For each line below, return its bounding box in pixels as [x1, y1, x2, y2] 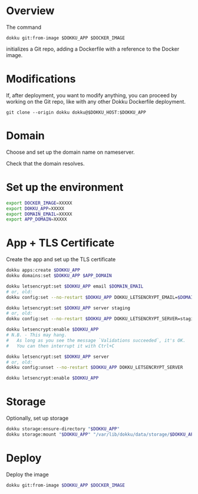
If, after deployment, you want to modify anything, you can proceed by [6, 91, 177, 98]
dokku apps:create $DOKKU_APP [6, 267, 81, 274]
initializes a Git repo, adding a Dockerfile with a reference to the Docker [6, 45, 180, 52]
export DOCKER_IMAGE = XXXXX [6, 200, 72, 206]
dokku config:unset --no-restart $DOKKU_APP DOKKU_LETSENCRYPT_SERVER [6, 364, 183, 371]
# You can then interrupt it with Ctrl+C [6, 343, 115, 349]
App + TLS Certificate [6, 236, 115, 250]
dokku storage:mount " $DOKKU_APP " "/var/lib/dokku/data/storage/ [6, 432, 170, 437]
